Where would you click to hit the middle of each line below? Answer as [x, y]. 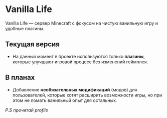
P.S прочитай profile [27, 110]
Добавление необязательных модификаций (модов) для [75, 89]
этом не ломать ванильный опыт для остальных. [65, 100]
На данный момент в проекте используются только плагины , [79, 56]
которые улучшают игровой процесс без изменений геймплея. [80, 62]
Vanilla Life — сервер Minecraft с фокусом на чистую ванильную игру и [82, 23]
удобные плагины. [25, 28]
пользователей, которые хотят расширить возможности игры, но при [87, 95]
